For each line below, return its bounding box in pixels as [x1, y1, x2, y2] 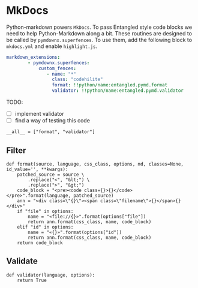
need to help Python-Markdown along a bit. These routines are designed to [6, 29, 192, 37]
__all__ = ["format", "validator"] [6, 129, 95, 135]
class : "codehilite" [52, 76, 103, 83]
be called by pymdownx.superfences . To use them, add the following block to [6, 36, 193, 43]
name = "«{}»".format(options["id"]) [28, 229, 122, 235]
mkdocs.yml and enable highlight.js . [6, 43, 98, 50]
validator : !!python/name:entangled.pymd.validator [52, 88, 184, 94]
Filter [6, 145, 26, 155]
